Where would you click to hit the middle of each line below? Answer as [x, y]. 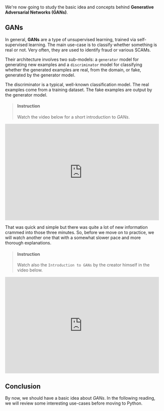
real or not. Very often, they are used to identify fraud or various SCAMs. [78, 50]
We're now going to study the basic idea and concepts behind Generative [80, 7]
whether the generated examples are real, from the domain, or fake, [73, 70]
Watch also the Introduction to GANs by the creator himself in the [83, 265]
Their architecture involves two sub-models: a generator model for [72, 59]
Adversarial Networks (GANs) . [37, 12]
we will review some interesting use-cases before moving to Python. [74, 403]
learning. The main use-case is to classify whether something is [93, 45]
